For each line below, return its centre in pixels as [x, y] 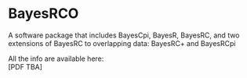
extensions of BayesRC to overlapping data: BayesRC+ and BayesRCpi [122, 43]
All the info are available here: [56, 58]
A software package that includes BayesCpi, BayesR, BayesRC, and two [124, 35]
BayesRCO [44, 14]
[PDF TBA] [25, 66]
